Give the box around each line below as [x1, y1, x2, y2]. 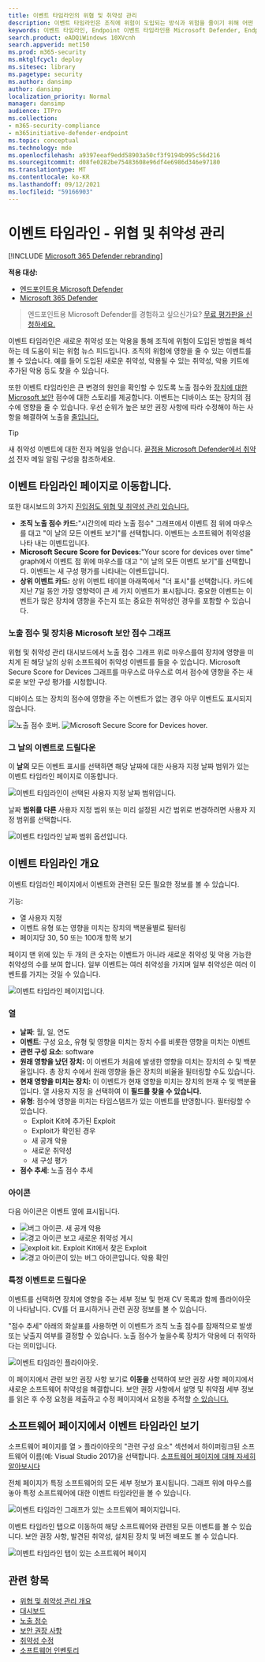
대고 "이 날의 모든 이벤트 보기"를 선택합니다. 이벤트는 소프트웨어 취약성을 [28, 529, 252, 538]
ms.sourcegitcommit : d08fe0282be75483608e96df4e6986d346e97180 [8, 159, 221, 167]
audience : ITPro [8, 107, 62, 115]
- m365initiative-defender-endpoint [8, 129, 129, 137]
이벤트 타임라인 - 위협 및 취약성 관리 [8, 224, 226, 242]
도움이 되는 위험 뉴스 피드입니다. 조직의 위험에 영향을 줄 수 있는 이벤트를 [31, 345, 252, 356]
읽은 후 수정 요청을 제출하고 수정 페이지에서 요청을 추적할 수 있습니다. [16, 1394, 229, 1404]
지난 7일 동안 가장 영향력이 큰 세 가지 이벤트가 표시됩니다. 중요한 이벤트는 [19, 586, 244, 596]
